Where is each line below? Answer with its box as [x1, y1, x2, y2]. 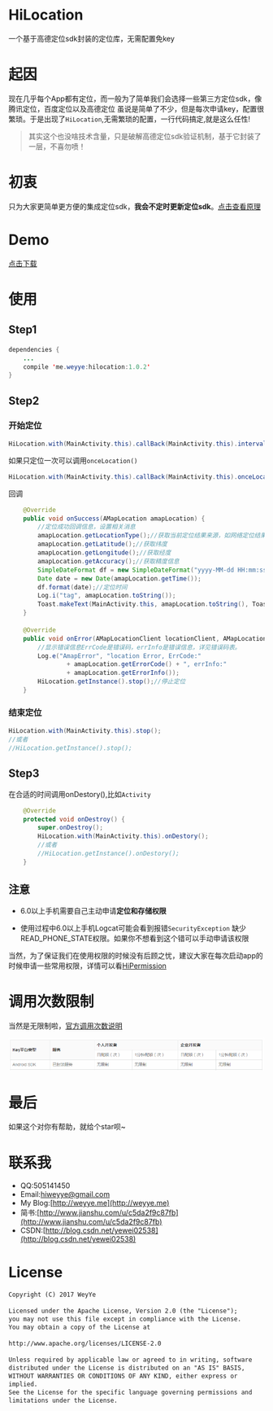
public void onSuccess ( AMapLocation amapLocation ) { [23, 515, 206, 523]
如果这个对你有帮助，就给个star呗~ [8, 1122, 126, 1132]
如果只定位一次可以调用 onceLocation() [8, 455, 138, 465]
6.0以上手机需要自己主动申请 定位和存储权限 [19, 905, 167, 915]
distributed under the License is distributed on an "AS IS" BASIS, [8, 1364, 245, 1373]
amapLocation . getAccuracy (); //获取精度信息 [37, 557, 180, 565]
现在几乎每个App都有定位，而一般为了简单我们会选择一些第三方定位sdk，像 [8, 94, 262, 103]
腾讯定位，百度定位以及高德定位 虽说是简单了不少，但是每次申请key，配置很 [8, 103, 265, 113]
